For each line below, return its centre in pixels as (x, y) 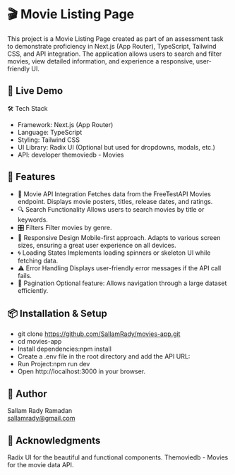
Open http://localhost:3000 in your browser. (82, 371)
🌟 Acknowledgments (54, 440)
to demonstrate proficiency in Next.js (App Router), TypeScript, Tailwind (112, 46)
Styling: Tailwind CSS (48, 140)
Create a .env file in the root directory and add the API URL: (104, 356)
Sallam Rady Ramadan (40, 411)
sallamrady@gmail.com (41, 419)
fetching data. (38, 260)
